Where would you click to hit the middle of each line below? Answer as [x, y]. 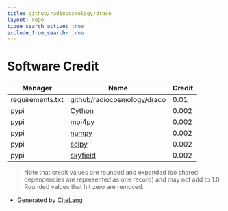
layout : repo [26, 20]
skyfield [83, 156]
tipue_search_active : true [46, 26]
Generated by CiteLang [50, 200]
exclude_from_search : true [46, 33]
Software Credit [53, 66]
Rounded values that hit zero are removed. [84, 187]
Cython [82, 111]
